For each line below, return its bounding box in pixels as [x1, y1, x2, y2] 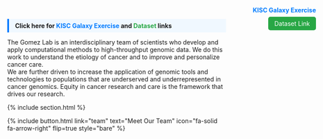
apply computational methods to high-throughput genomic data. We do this [7, 46, 223, 54]
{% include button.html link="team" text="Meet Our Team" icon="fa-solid [7, 117, 217, 125]
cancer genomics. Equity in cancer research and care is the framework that [7, 83, 224, 90]
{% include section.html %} [7, 104, 86, 111]
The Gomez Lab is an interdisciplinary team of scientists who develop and [7, 38, 219, 46]
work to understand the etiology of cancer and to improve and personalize [7, 53, 220, 61]
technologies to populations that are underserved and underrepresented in [7, 75, 221, 83]
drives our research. [7, 90, 65, 98]
